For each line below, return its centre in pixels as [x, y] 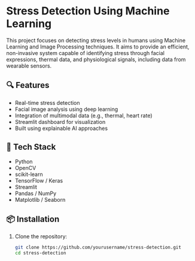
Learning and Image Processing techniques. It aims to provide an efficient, [98, 47]
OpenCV [25, 168]
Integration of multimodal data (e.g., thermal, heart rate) [83, 116]
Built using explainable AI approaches [61, 128]
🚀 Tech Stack [31, 147]
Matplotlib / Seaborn [40, 199]
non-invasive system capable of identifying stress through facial [85, 53]
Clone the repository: [41, 236]
